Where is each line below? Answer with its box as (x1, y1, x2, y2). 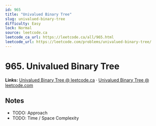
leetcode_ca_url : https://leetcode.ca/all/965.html (5, 35, 114, 40)
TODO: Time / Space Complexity (12, 115, 79, 121)
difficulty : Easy (5, 21, 41, 26)
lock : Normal (5, 26, 32, 31)
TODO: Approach (12, 110, 48, 116)
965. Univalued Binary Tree (5, 60, 120, 72)
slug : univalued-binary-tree (5, 16, 65, 21)
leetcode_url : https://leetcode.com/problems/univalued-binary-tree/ (5, 40, 152, 44)
